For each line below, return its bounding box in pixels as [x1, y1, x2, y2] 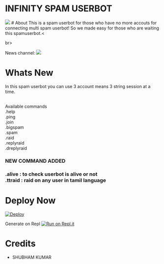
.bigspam [5, 124, 24, 130]
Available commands [5, 103, 48, 109]
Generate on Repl [5, 221, 41, 227]
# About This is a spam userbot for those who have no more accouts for [11, 20, 157, 26]
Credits [5, 238, 36, 249]
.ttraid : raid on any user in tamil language [5, 176, 107, 183]
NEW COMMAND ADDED [5, 157, 66, 164]
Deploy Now [5, 195, 56, 206]
